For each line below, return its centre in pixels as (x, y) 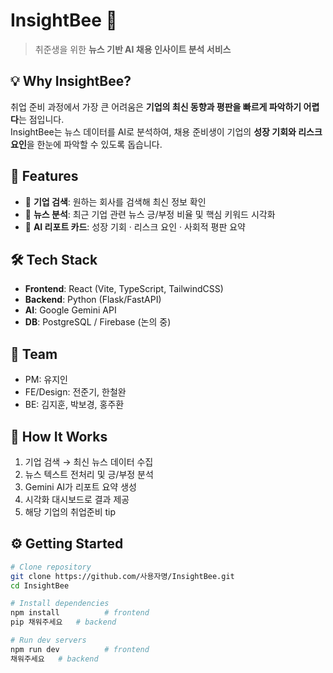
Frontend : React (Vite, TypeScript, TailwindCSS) (124, 289)
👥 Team (34, 354)
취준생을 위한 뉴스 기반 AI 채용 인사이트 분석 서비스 (133, 49)
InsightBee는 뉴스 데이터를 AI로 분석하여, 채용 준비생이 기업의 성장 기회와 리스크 (166, 131)
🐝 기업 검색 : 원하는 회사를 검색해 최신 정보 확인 (115, 201)
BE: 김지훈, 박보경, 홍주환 (74, 405)
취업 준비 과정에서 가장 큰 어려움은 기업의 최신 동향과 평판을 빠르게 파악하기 (156, 106)
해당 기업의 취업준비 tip (70, 512)
